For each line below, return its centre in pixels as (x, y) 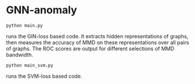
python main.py (25, 25)
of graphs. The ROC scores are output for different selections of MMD (90, 48)
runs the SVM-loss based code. (44, 76)
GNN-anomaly (42, 10)
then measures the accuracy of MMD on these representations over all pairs (98, 42)
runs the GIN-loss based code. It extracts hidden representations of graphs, (97, 36)
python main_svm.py (30, 65)
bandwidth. (20, 54)
